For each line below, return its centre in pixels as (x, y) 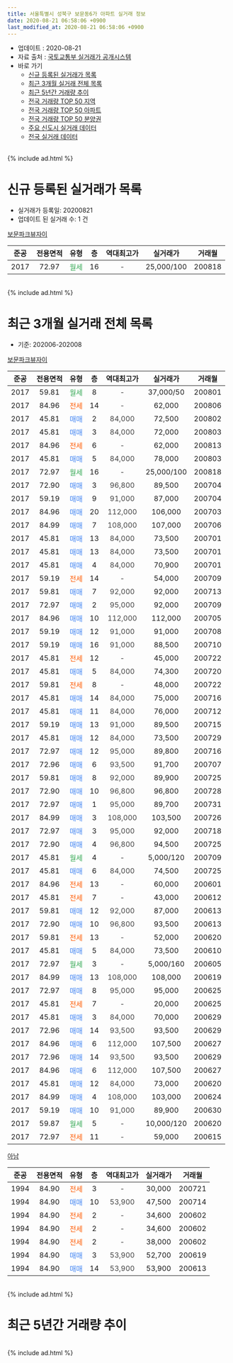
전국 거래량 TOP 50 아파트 (64, 110)
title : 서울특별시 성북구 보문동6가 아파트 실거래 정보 (76, 14)
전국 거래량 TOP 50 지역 (62, 101)
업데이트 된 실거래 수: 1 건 (53, 219)
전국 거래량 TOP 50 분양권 (64, 119)
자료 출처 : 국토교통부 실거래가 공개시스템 (74, 57)
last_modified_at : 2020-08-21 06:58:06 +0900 (75, 27)
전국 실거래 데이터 (53, 137)
